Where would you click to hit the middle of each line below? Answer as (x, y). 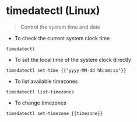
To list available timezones (46, 81)
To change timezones (41, 103)
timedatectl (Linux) (53, 11)
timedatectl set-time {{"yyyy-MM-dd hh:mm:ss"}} (66, 70)
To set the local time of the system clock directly (73, 60)
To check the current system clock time (62, 38)
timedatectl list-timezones (40, 92)
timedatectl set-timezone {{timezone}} (55, 113)
